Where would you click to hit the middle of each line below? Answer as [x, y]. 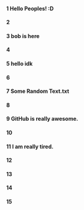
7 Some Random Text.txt [38, 91]
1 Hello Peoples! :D [30, 8]
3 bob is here [23, 36]
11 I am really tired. [30, 146]
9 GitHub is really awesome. [42, 119]
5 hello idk [20, 63]
